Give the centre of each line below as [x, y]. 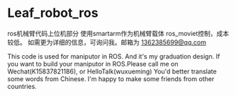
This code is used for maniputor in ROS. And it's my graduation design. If [114, 56]
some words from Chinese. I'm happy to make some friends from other [111, 78]
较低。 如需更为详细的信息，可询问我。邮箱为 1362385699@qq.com [107, 42]
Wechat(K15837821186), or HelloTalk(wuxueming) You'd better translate [112, 71]
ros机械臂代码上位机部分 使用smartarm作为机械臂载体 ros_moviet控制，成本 [118, 33]
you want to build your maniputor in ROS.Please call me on [93, 64]
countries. [22, 86]
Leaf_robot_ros [53, 13]
